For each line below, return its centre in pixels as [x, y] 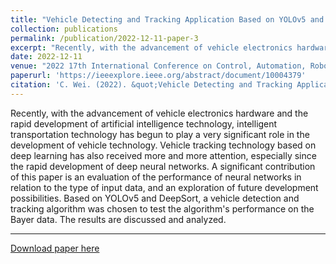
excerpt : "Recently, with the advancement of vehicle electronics [151, 47]
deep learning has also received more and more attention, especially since [163, 155]
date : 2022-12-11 [46, 57]
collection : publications [64, 29]
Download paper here [55, 248]
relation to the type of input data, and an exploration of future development [164, 187]
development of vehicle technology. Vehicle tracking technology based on [163, 145]
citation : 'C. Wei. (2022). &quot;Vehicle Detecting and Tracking [151, 85]
